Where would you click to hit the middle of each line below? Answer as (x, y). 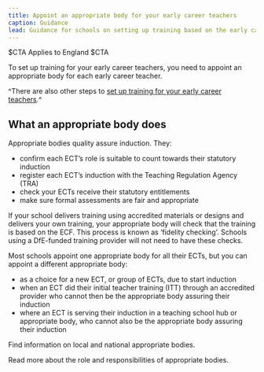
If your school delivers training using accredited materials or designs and (126, 215)
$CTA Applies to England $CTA (59, 53)
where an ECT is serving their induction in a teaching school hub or (128, 313)
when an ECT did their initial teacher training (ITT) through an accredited (137, 288)
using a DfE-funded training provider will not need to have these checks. (126, 241)
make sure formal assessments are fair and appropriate (109, 201)
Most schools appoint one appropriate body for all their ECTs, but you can (128, 256)
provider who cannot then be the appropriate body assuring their (125, 296)
